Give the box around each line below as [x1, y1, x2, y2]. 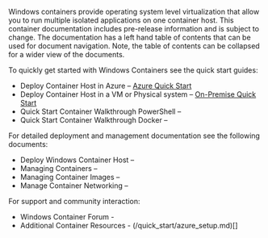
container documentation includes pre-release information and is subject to [8, 24, 260, 33]
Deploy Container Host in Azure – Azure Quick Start [19, 81, 192, 90]
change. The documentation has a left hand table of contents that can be [8, 32, 252, 42]
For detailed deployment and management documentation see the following [8, 131, 261, 140]
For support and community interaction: [8, 197, 140, 206]
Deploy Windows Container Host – [19, 155, 135, 165]
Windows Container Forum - [19, 212, 115, 221]
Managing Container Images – [19, 173, 120, 182]
